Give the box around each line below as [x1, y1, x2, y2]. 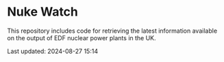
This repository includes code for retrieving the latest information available [7, 27, 218, 35]
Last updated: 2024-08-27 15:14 [7, 47, 98, 55]
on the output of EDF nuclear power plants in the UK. [7, 33, 156, 42]
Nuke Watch [7, 4, 79, 20]
